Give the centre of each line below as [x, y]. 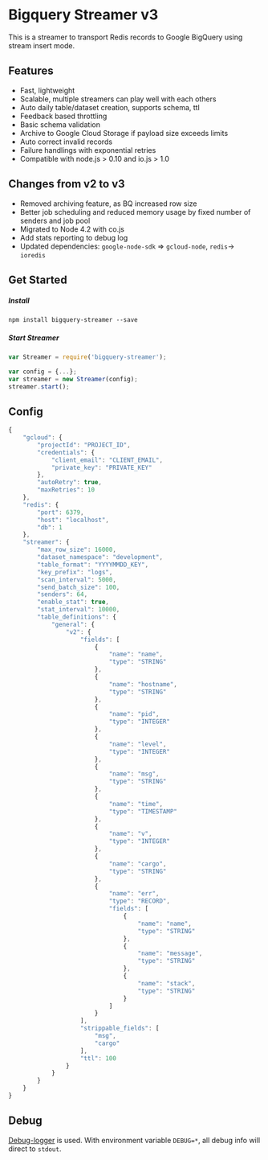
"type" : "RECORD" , [140, 901]
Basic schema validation [60, 124]
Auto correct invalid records [66, 142]
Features [31, 71]
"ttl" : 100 [98, 1058]
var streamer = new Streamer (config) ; [73, 379]
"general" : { [73, 624]
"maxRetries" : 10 [66, 490]
